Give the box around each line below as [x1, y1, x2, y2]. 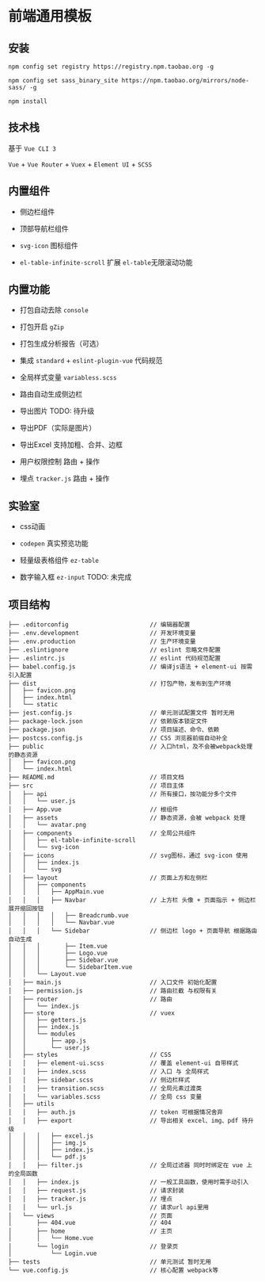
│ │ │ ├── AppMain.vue [8, 888, 104, 896]
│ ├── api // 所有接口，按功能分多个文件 [8, 790, 237, 798]
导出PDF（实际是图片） [19, 423, 97, 433]
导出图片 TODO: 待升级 [19, 406, 95, 416]
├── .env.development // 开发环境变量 [8, 630, 196, 637]
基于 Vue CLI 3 [8, 144, 57, 153]
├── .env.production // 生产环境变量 [8, 637, 196, 646]
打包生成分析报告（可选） [19, 339, 104, 349]
